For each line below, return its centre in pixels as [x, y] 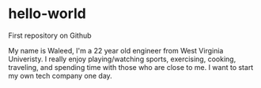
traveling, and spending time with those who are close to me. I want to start [131, 67]
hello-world [47, 14]
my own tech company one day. [60, 75]
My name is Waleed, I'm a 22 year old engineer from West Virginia [116, 50]
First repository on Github [50, 35]
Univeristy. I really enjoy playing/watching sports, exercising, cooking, [122, 59]
